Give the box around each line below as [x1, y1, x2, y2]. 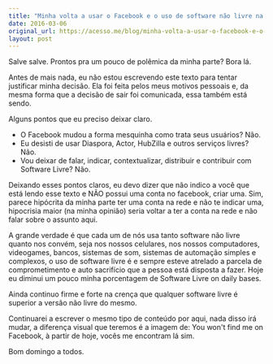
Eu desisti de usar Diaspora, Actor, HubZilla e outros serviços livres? [19, 139, 249, 149]
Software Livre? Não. [19, 164, 91, 175]
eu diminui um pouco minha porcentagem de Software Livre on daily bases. [8, 274, 262, 284]
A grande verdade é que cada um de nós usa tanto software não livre [8, 231, 240, 240]
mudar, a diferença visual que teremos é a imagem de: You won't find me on [8, 323, 264, 332]
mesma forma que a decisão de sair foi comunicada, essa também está [8, 90, 248, 100]
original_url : [8, 27, 57, 35]
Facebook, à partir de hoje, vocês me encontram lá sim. [8, 331, 195, 341]
